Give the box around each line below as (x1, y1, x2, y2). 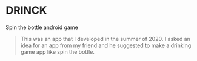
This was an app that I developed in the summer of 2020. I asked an (20, 35, 190, 42)
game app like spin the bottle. (20, 48, 95, 55)
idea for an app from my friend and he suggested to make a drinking (20, 42, 192, 49)
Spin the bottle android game (5, 24, 78, 31)
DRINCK (5, 4, 47, 18)
